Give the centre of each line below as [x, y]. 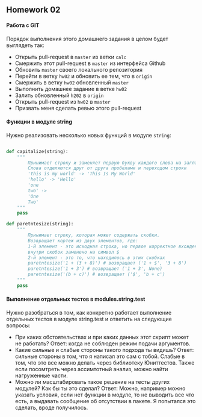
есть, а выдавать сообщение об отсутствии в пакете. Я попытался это [105, 401]
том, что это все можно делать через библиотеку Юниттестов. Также [105, 363]
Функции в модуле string [39, 122]
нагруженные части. [41, 375]
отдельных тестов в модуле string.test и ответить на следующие [89, 319]
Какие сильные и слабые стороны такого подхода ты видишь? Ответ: [104, 350]
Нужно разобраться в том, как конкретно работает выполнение [89, 312]
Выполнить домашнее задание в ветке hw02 [71, 89]
